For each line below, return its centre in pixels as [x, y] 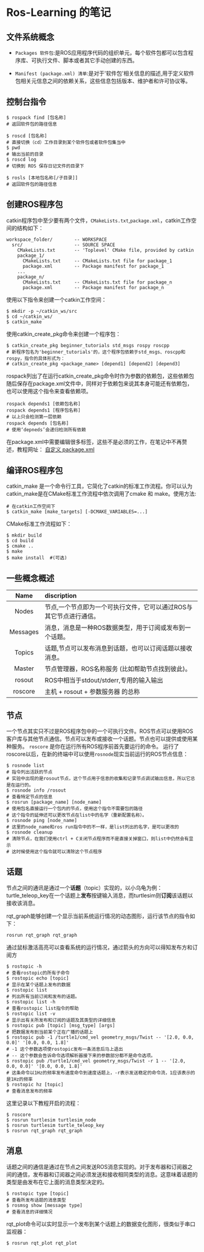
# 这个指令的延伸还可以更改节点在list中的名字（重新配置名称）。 [76, 815]
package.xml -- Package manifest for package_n [93, 287]
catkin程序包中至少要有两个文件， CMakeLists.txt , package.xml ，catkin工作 [99, 220]
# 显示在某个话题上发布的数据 [39, 985]
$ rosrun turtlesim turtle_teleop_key [55, 1125]
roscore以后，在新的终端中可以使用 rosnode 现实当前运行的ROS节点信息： [97, 754]
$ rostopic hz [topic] [35, 1084]
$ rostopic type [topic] [38, 1193]
